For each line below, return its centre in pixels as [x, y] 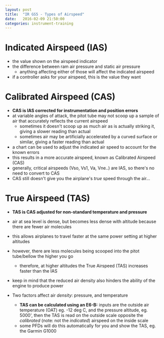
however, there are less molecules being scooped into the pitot [76, 251]
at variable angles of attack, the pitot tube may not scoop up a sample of [86, 116]
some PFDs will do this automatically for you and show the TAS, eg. [88, 326]
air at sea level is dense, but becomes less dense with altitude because [84, 221]
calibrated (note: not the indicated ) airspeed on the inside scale [84, 321]
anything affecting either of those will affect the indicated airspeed [87, 72]
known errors [26, 153]
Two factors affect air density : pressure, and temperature [70, 295]
